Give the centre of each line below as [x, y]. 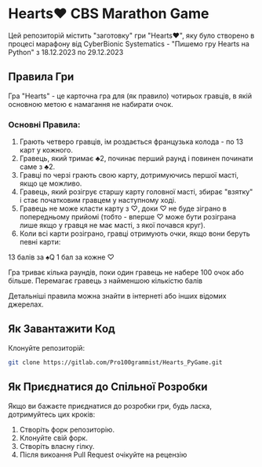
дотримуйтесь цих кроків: [52, 414]
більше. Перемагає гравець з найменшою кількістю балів [106, 281]
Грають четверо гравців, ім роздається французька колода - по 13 [131, 142]
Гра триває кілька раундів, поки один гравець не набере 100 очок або [126, 273]
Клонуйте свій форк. [53, 438]
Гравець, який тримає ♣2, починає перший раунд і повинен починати [136, 159]
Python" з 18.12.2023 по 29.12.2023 [66, 52]
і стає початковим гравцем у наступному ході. [98, 200]
